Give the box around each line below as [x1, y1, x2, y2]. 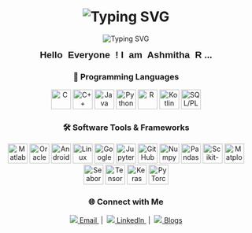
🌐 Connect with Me [87, 197, 165, 208]
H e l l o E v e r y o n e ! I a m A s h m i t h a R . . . [39, 49, 213, 61]
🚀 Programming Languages [72, 71, 180, 82]
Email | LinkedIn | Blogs [79, 215, 183, 224]
